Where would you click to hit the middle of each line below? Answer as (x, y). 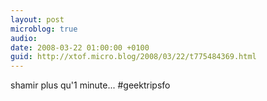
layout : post (37, 19)
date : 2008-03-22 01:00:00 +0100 (80, 47)
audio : (24, 38)
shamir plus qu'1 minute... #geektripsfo (90, 85)
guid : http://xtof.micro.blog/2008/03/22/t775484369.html (133, 57)
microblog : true (44, 29)
